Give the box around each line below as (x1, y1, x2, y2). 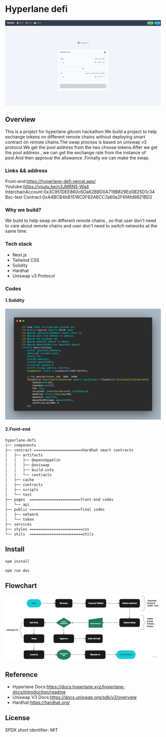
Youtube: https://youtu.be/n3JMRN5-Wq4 (5, 184, 89, 190)
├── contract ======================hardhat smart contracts (5, 447, 134, 453)
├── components (5, 442, 37, 448)
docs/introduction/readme (12, 689, 66, 695)
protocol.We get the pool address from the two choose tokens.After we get (5, 144, 158, 150)
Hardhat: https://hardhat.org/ (12, 699, 70, 705)
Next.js (12, 252, 27, 258)
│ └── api (5, 502, 30, 507)
